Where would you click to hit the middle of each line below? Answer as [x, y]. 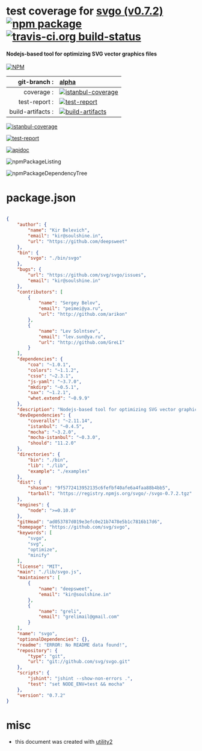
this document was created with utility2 [64, 742]
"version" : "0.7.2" [41, 695]
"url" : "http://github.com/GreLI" [81, 342]
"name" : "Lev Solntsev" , [69, 331]
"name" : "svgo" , [38, 634]
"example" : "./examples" [59, 471]
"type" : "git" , [47, 656]
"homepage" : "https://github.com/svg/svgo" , [74, 527]
